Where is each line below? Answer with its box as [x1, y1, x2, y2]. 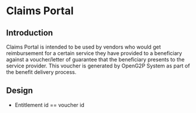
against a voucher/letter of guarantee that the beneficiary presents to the [6, 56, 185, 63]
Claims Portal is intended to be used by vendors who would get [6, 43, 162, 50]
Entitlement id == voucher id [14, 101, 85, 108]
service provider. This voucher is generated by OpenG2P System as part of [6, 62, 190, 69]
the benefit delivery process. [6, 69, 77, 75]
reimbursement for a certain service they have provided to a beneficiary [6, 50, 182, 57]
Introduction [6, 28, 53, 38]
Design [6, 86, 33, 96]
